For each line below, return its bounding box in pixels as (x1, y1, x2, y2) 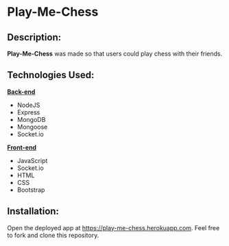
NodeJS (16, 101, 40, 109)
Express (16, 108, 40, 116)
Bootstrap (16, 186, 45, 194)
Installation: (7, 206, 60, 217)
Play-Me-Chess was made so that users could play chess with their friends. (7, 49, 223, 58)
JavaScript (16, 156, 48, 164)
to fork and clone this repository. (7, 231, 99, 239)
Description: (7, 32, 62, 43)
